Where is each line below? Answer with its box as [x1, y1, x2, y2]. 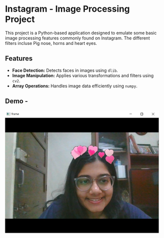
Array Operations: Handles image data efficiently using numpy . [12, 83, 138, 89]
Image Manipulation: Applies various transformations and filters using [12, 72, 154, 79]
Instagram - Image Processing [5, 3, 130, 15]
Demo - [5, 97, 28, 105]
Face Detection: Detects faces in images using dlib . [12, 67, 118, 73]
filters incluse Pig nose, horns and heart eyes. [5, 40, 98, 46]
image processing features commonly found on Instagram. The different [5, 35, 150, 41]
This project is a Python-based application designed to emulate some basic [5, 30, 157, 36]
